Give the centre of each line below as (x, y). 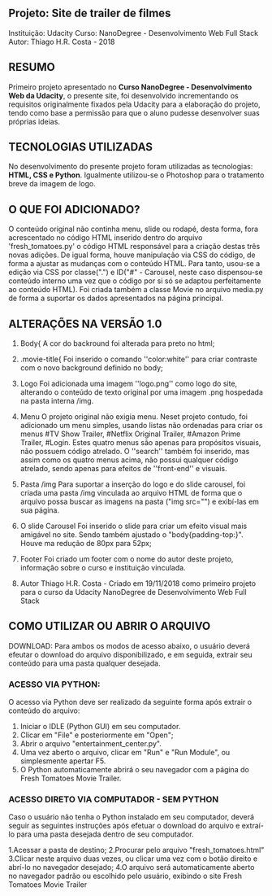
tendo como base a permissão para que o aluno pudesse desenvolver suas (134, 112)
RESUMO (32, 67)
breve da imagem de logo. (52, 184)
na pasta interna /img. (57, 401)
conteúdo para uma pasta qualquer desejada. (84, 663)
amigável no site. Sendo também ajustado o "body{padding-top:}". (132, 535)
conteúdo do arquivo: (44, 710)
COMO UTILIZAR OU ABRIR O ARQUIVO (110, 626)
